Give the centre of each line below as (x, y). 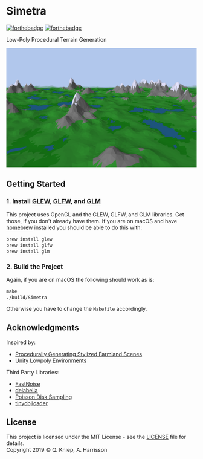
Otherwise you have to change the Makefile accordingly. (77, 308)
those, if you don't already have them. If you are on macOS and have (92, 221)
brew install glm (28, 251)
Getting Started (36, 184)
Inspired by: (21, 342)
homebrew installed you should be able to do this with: (74, 227)
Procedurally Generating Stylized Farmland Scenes (79, 354)
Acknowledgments (43, 328)
